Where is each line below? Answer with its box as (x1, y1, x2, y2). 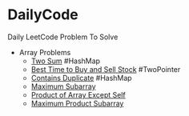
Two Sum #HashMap (30, 56, 101, 66)
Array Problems (18, 47, 71, 57)
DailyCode (7, 6, 79, 24)
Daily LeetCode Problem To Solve (7, 32, 119, 42)
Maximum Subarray (30, 82, 96, 91)
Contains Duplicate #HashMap (30, 73, 133, 82)
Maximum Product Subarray (30, 98, 124, 108)
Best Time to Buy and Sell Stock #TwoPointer (30, 64, 181, 74)
